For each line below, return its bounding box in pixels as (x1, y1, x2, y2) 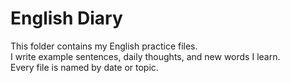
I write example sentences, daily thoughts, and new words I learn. (10, 50, 281, 62)
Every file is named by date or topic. (10, 61, 159, 73)
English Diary (10, 7, 123, 30)
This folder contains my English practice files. (10, 40, 198, 52)
